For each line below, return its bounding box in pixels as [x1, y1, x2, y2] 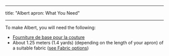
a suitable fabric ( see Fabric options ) [12, 45, 89, 51]
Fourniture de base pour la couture [12, 34, 85, 40]
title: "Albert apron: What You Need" [5, 10, 80, 16]
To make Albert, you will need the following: [5, 25, 96, 30]
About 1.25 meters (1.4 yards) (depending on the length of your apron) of [12, 40, 163, 45]
